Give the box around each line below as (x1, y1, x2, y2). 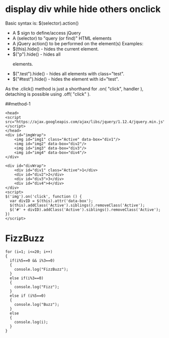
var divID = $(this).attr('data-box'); (10, 198, 94, 203)
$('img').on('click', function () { (5, 194, 82, 199)
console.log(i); (14, 319, 49, 324)
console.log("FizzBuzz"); (14, 267, 69, 272)
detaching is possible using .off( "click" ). (5, 91, 91, 97)
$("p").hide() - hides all (12, 51, 61, 57)
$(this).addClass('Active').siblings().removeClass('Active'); (10, 202, 145, 208)
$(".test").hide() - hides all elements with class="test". (12, 70, 125, 76)
